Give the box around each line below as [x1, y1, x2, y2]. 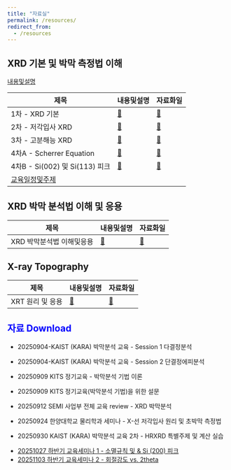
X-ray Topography [7, 261, 89, 273]
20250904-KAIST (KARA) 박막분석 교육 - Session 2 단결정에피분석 [17, 357, 205, 366]
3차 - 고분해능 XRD [10, 136, 72, 145]
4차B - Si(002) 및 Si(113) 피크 [10, 162, 111, 171]
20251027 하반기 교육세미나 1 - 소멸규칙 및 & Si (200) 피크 [17, 446, 179, 455]
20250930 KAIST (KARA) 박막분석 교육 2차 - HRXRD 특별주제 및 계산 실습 [17, 432, 224, 440]
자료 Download [7, 322, 72, 334]
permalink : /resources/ [7, 17, 77, 24]
